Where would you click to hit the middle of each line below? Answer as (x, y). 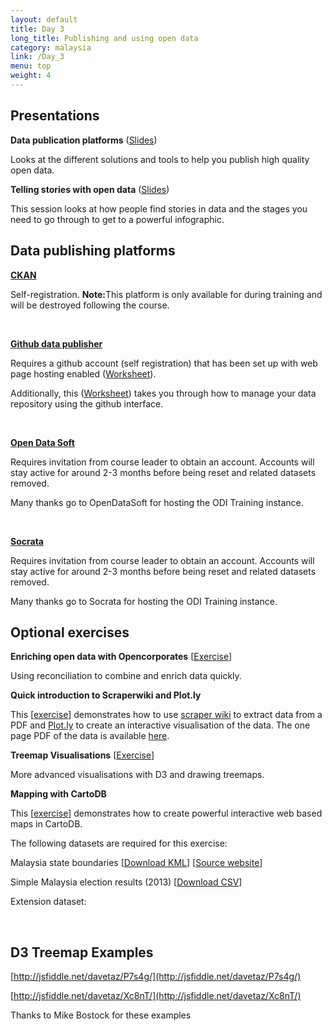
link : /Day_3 (37, 57)
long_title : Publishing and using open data (104, 38)
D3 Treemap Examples (82, 952)
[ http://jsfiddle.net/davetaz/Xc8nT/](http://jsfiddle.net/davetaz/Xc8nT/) (156, 996)
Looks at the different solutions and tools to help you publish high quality (160, 159)
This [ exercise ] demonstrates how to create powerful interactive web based (166, 813)
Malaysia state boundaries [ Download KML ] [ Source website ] (136, 863)
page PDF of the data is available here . (90, 736)
